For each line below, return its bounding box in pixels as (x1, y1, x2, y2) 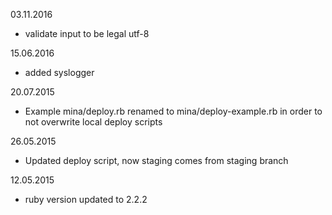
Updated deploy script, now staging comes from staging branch (24, 155, 289, 166)
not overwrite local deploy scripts (24, 116, 163, 128)
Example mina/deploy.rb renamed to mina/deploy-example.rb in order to (24, 105, 323, 117)
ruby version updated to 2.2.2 (24, 194, 148, 205)
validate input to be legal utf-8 (24, 28, 150, 39)
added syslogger (24, 67, 95, 78)
